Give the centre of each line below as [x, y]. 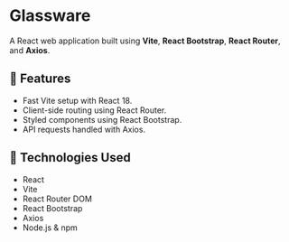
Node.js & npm [50, 228]
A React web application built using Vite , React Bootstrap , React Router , [145, 41]
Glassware [50, 16]
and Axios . [30, 50]
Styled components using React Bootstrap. [102, 119]
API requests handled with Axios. [84, 129]
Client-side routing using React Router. [94, 110]
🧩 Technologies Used [70, 158]
